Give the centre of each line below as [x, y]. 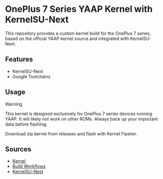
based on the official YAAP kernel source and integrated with [67, 39]
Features [19, 60]
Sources [18, 149]
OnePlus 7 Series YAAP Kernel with [79, 9]
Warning [14, 104]
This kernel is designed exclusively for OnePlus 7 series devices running [79, 113]
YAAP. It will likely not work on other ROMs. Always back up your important [81, 119]
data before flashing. [26, 124]
